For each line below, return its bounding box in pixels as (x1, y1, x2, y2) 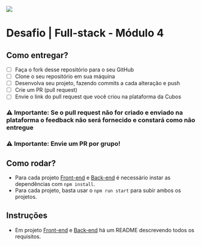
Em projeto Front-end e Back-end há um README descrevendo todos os (14, 226, 195, 233)
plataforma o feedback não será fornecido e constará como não (6, 116, 196, 124)
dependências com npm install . (14, 180, 95, 187)
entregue (6, 124, 34, 132)
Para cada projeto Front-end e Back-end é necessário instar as (14, 174, 171, 181)
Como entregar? (6, 50, 69, 60)
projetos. (14, 193, 37, 200)
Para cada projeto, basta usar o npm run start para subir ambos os (14, 187, 181, 194)
